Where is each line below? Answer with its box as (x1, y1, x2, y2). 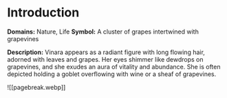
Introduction (7, 5, 80, 21)
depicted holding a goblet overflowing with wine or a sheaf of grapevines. (7, 70, 217, 78)
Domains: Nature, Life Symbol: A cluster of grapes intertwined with (7, 27, 199, 36)
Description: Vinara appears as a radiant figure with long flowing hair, (7, 48, 205, 56)
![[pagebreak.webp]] (7, 83, 66, 91)
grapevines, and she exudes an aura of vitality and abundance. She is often (7, 62, 221, 71)
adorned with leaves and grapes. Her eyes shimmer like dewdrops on (7, 55, 204, 63)
